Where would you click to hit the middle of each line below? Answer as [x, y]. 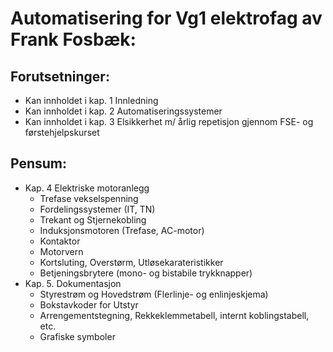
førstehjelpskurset [62, 132]
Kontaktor [60, 241]
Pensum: [39, 163]
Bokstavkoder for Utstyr [89, 304]
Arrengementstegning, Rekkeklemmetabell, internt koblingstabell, [174, 315]
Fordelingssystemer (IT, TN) [97, 209]
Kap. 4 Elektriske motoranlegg [87, 188]
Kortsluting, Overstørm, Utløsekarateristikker [131, 262]
